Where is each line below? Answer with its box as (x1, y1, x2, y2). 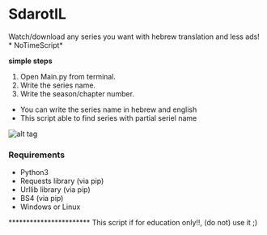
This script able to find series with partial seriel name (19, 113, 197, 122)
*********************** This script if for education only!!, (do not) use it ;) (8, 218, 258, 228)
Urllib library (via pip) (19, 185, 91, 194)
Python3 (19, 168, 49, 177)
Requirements (8, 149, 66, 160)
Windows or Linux (19, 202, 81, 211)
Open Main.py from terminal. (19, 71, 116, 81)
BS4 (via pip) (19, 194, 64, 203)
